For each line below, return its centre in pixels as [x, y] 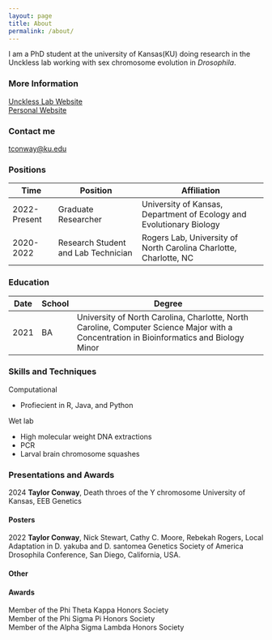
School [55, 303]
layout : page [30, 16]
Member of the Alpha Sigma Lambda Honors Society [96, 627]
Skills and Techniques [53, 372]
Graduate [76, 209]
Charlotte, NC [168, 258]
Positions [27, 170]
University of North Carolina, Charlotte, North [162, 317]
